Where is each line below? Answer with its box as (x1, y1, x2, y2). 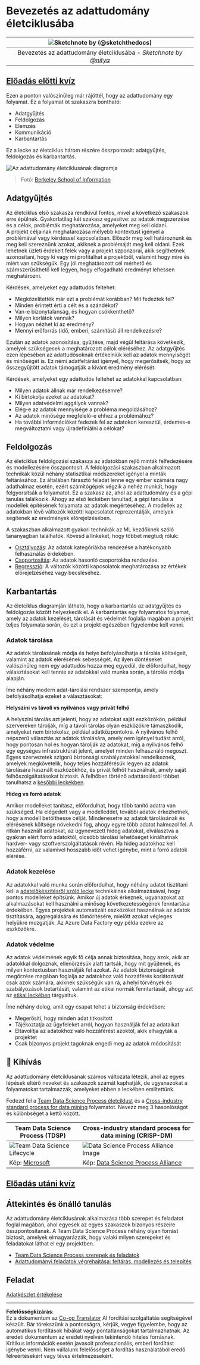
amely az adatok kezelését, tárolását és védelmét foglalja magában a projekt (6, 615, 193, 622)
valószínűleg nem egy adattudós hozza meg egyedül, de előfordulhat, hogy (6, 662, 192, 669)
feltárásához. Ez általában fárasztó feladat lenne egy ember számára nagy (6, 477, 189, 484)
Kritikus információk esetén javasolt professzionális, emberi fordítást (6, 1339, 174, 1347)
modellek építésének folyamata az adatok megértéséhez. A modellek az (6, 502, 183, 509)
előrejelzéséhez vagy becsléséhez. (14, 569, 101, 577)
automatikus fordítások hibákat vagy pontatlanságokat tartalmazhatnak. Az (6, 1327, 190, 1334)
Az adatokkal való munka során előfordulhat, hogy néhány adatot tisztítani (6, 881, 188, 888)
